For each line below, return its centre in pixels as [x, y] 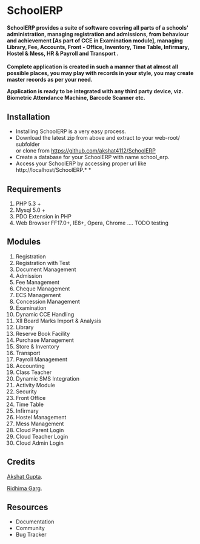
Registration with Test [43, 263]
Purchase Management [45, 340]
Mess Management [40, 424]
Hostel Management [41, 417]
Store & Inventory [37, 346]
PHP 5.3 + [28, 204]
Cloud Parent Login [40, 430]
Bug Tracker [31, 535]
